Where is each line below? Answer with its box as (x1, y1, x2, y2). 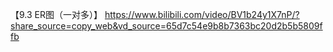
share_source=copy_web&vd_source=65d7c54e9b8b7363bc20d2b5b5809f (10, 20, 323, 32)
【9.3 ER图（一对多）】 (10, 9, 103, 20)
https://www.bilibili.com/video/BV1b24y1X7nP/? (104, 9, 300, 20)
